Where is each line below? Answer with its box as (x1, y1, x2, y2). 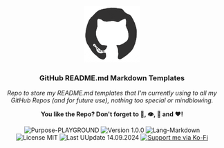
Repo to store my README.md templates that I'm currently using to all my (7, 89, 217, 98)
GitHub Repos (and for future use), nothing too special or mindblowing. (10, 96, 214, 104)
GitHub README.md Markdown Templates (39, 73, 185, 82)
